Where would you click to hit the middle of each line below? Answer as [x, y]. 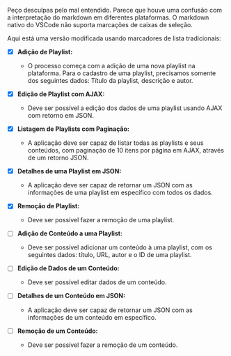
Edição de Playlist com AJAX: [61, 94]
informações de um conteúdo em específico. [92, 317]
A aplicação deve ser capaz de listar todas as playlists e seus [115, 143]
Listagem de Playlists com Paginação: [73, 129]
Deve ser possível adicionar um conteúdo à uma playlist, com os [120, 247]
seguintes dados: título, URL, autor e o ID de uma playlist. [110, 255]
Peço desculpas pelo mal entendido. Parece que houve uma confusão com [115, 10]
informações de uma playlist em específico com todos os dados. [120, 193]
